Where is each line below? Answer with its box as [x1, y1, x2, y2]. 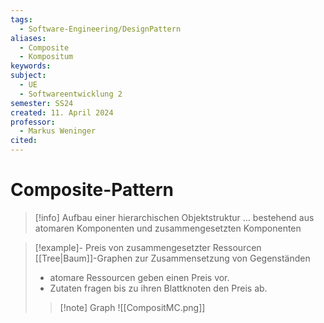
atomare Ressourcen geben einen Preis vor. [49, 271, 230, 283]
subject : [10, 71, 47, 81]
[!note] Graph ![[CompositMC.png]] [59, 301, 206, 313]
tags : [10, 14, 33, 25]
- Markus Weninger [19, 126, 97, 136]
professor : [10, 117, 56, 127]
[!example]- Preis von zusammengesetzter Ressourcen [34, 241, 262, 253]
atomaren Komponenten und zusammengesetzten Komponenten [34, 222, 302, 234]
